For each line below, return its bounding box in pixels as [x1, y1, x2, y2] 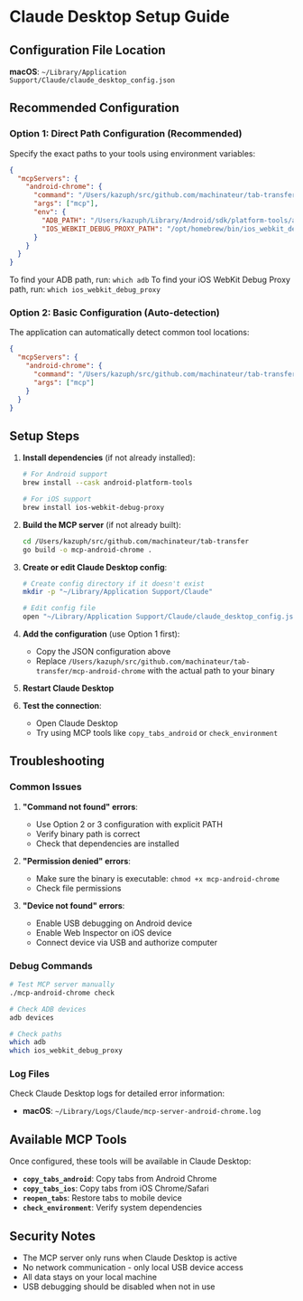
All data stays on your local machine [22, 1272, 158, 1283]
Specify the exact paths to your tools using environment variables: [9, 147, 256, 159]
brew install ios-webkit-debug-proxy [22, 503, 165, 512]
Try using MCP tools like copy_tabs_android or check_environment [35, 728, 278, 739]
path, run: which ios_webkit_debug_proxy [9, 284, 161, 295]
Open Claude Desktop [35, 718, 119, 729]
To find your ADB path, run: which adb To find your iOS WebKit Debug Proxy [9, 274, 291, 286]
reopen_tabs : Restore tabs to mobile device [22, 1193, 183, 1203]
